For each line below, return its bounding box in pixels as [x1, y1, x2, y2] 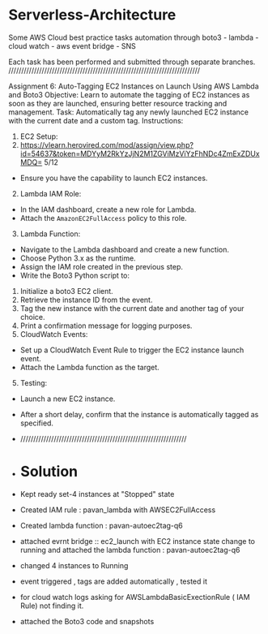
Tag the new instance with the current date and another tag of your [19, 303, 245, 313]
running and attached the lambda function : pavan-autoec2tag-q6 [19, 545, 240, 554]
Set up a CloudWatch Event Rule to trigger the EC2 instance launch [19, 345, 245, 355]
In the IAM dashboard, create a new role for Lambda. [19, 205, 197, 214]
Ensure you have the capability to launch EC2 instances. [19, 173, 208, 183]
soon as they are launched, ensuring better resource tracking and [8, 98, 228, 108]
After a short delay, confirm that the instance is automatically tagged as [19, 409, 259, 419]
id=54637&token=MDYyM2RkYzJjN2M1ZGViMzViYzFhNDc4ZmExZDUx [19, 149, 261, 158]
